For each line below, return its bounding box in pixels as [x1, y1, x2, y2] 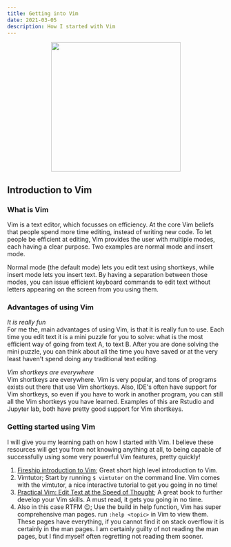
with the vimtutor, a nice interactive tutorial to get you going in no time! [17, 481, 219, 489]
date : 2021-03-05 [7, 17, 57, 23]
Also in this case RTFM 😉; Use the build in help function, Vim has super [17, 502, 222, 511]
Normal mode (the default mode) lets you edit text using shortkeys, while [7, 263, 214, 271]
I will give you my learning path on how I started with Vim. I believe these [7, 438, 214, 446]
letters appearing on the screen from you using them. [7, 285, 159, 294]
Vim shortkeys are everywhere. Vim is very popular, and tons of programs [7, 376, 217, 384]
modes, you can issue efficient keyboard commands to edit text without [7, 278, 211, 287]
